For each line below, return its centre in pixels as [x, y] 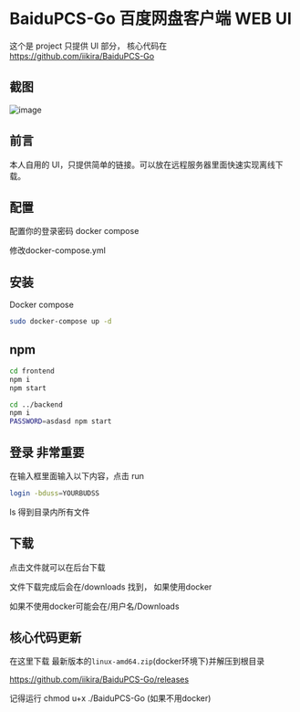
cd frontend [32, 371]
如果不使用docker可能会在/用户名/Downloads [94, 606]
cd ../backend [36, 404]
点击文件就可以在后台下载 [57, 567]
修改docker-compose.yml [58, 250]
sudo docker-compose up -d [61, 322]
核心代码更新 [46, 638]
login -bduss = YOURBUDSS [55, 493]
